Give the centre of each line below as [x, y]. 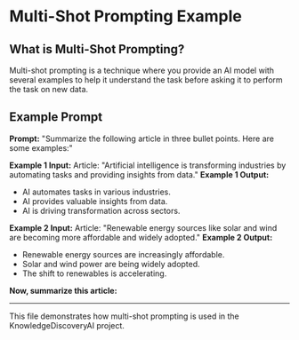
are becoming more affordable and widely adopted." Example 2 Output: [141, 237]
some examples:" [41, 147]
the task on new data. [49, 89]
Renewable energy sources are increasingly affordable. [123, 254]
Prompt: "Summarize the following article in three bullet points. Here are [141, 138]
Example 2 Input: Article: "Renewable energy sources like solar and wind [143, 227]
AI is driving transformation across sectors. [101, 210]
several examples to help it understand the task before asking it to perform [146, 80]
